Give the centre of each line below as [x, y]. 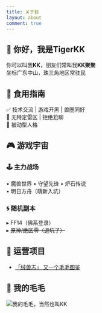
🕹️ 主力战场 [23, 167]
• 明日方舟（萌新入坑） [35, 191]
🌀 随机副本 [21, 208]
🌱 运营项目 [26, 251]
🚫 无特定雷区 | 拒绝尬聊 [35, 117]
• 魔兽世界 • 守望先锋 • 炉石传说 [46, 184]
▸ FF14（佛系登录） [30, 222]
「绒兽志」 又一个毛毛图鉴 [47, 267]
